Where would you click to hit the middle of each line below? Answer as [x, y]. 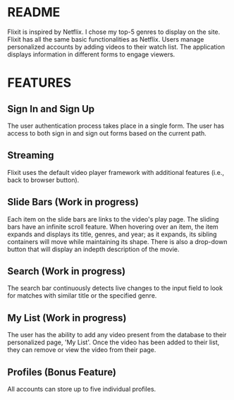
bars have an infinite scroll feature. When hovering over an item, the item [113, 226]
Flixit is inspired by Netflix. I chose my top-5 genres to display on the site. [114, 32]
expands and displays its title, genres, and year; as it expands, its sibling [112, 234]
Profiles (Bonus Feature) [62, 372]
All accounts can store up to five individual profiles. [82, 389]
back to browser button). [43, 180]
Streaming [31, 156]
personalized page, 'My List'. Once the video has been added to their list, [113, 342]
